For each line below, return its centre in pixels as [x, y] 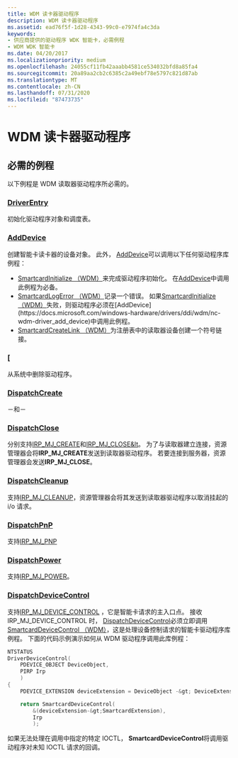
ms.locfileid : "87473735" [45, 100]
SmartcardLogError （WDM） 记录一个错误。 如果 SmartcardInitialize [117, 296]
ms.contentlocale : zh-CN [44, 87]
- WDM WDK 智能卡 [31, 47]
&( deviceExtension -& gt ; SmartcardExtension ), [100, 710]
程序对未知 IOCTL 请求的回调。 [58, 747]
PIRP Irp [33, 671]
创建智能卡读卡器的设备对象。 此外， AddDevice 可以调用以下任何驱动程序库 [118, 254]
